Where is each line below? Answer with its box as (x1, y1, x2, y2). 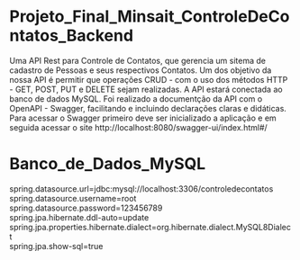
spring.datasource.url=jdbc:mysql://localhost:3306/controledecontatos (9, 183, 274, 194)
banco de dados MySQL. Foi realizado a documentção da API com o (9, 93, 263, 104)
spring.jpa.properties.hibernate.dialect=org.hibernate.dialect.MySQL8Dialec (9, 221, 291, 232)
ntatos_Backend (9, 25, 133, 46)
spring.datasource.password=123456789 (9, 202, 163, 213)
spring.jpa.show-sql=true (9, 240, 104, 251)
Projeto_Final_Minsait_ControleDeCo (9, 6, 290, 27)
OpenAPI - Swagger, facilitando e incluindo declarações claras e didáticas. (9, 103, 286, 113)
